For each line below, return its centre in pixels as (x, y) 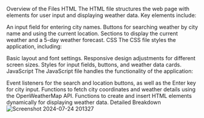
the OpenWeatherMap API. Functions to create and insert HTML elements (99, 96)
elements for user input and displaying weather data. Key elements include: (101, 15)
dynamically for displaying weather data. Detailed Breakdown (84, 102)
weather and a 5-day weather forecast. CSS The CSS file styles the (91, 40)
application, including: (34, 46)
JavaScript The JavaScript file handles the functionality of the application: (100, 71)
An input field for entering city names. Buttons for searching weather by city (102, 27)
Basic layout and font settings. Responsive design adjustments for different (101, 58)
